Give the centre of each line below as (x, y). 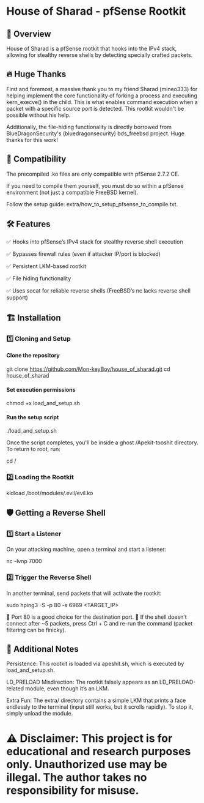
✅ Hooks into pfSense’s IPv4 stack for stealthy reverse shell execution (95, 242)
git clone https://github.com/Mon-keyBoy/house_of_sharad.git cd (88, 369)
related (15, 689)
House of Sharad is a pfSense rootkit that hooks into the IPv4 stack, (92, 48)
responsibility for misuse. (73, 790)
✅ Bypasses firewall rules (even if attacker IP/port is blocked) (83, 254)
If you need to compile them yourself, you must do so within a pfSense (95, 185)
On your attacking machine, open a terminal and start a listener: (86, 550)
